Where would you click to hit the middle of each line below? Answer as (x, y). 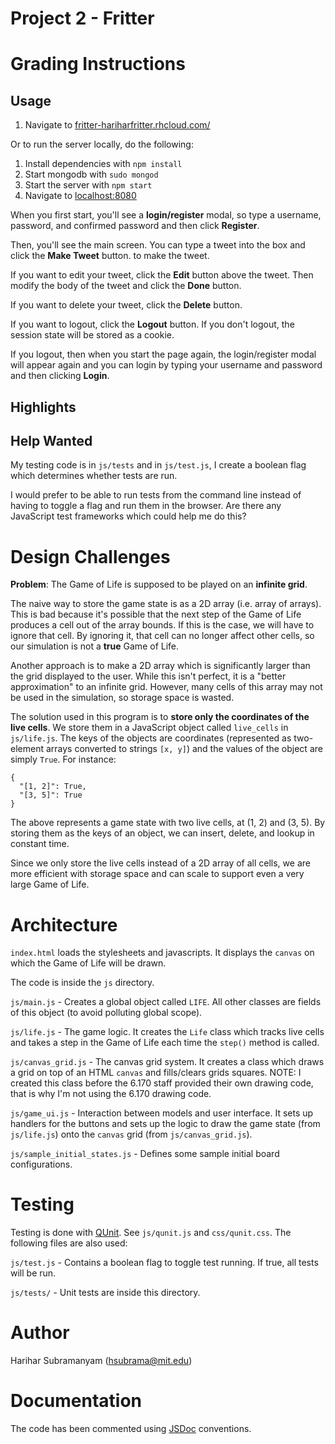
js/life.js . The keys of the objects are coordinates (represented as (151, 738)
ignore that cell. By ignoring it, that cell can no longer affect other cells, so (162, 636)
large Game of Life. (50, 884)
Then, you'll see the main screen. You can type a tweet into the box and (158, 245)
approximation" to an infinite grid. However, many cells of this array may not (166, 687)
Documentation (76, 1401)
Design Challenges (90, 556)
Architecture (64, 924)
